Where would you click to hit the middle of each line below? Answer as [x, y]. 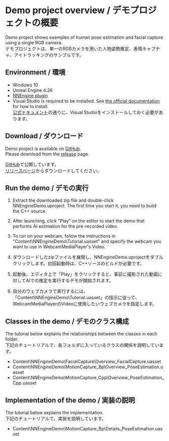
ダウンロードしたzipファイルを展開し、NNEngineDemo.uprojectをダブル [88, 257]
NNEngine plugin [30, 95]
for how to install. [31, 106]
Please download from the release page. [47, 154]
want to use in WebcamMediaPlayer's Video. [59, 247]
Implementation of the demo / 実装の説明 [70, 400]
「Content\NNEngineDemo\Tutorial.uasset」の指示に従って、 [76, 298]
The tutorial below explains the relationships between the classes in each [81, 334]
